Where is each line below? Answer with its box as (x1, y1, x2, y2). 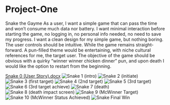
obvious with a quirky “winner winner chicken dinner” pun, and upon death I (5, 58, 164, 64)
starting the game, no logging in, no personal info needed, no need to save (5, 31, 161, 37)
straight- (135, 41, 154, 47)
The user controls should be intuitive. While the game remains (5, 41, 135, 47)
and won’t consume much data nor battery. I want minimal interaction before (5, 25, 165, 31)
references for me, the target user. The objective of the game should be (5, 52, 155, 59)
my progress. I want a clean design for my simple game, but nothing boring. (5, 36, 163, 42)
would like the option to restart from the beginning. (5, 63, 112, 69)
